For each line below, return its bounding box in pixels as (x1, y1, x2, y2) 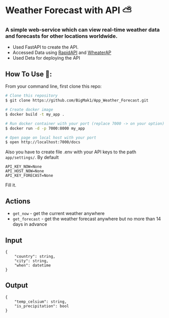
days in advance (12, 221, 47, 227)
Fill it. (5, 182, 17, 188)
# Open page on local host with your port (5, 135, 96, 140)
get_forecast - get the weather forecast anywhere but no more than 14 (12, 216, 161, 222)
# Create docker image (5, 107, 53, 113)
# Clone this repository (5, 93, 58, 98)
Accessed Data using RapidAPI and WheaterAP (12, 49, 112, 56)
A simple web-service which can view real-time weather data (5, 26, 160, 34)
